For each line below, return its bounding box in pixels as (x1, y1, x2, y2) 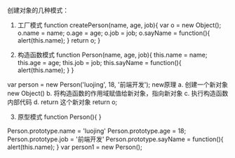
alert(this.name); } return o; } (17, 36, 100, 44)
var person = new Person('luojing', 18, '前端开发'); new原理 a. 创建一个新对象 (7, 80, 229, 89)
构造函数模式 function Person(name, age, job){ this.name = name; (17, 51, 208, 59)
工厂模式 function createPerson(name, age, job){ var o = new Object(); (17, 21, 222, 29)
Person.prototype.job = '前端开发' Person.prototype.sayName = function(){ (7, 135, 224, 143)
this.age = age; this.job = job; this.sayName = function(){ (17, 59, 182, 66)
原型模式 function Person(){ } (17, 113, 102, 121)
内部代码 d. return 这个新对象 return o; (7, 98, 118, 106)
